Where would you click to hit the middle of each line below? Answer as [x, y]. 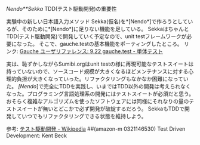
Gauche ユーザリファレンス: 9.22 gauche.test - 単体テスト [91, 51]
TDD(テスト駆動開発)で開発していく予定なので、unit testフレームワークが [96, 36]
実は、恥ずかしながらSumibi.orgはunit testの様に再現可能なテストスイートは [100, 64]
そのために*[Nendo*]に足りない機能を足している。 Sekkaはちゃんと [105, 29]
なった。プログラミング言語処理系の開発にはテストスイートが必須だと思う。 [100, 94]
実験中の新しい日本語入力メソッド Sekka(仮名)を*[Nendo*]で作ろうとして [97, 21]
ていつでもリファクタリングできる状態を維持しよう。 [81, 116]
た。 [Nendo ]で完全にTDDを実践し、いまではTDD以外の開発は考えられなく [99, 86]
